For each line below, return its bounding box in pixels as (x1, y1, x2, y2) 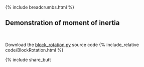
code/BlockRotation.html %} (5, 47, 64, 53)
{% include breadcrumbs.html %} (5, 4, 74, 10)
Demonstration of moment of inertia (5, 18, 120, 27)
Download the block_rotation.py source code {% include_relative (5, 41, 139, 47)
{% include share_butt (5, 56, 51, 62)
